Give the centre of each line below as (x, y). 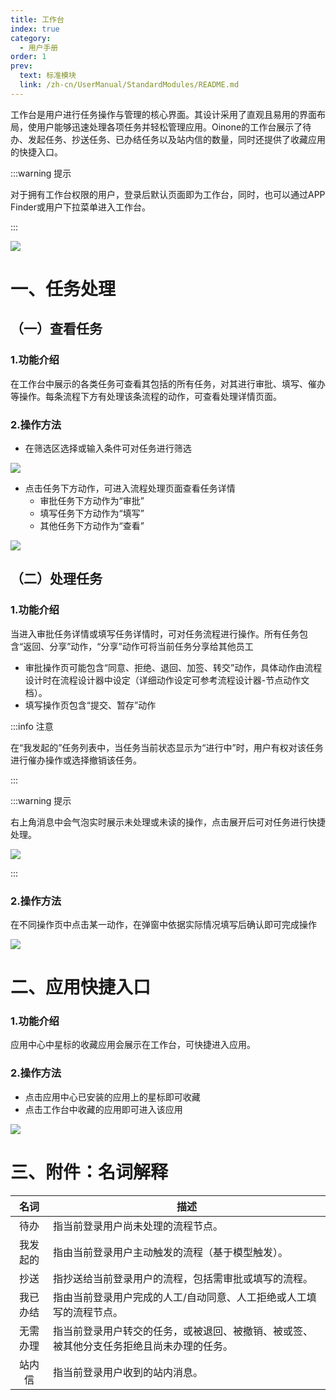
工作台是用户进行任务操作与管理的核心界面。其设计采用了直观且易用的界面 (163, 114)
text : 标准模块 (48, 76)
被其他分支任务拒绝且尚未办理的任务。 (143, 1346)
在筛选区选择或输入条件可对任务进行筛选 (108, 448)
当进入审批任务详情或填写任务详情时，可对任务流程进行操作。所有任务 (155, 633)
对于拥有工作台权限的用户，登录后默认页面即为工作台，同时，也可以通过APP (168, 194)
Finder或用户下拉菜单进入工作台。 (80, 207)
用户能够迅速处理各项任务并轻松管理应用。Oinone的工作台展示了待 (174, 127)
